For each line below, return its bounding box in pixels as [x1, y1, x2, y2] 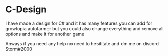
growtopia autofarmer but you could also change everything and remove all [5, 25, 164, 31]
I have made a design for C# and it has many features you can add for [5, 20, 152, 26]
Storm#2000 [5, 46, 32, 52]
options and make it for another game [5, 31, 85, 37]
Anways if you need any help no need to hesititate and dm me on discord [5, 40, 159, 46]
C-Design [5, 4, 47, 15]
